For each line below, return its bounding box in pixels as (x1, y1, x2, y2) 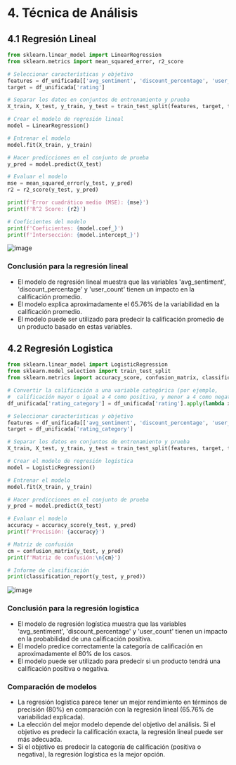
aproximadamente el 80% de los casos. (17, 649, 132, 658)
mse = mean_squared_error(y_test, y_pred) (7, 180, 133, 187)
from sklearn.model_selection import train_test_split (7, 367, 171, 375)
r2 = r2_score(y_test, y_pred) (7, 186, 99, 194)
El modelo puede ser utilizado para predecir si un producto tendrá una (17, 657, 221, 665)
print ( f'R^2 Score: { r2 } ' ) (7, 205, 86, 212)
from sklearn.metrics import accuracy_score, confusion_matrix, (7, 374, 199, 381)
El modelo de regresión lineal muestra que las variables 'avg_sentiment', (17, 277, 226, 286)
